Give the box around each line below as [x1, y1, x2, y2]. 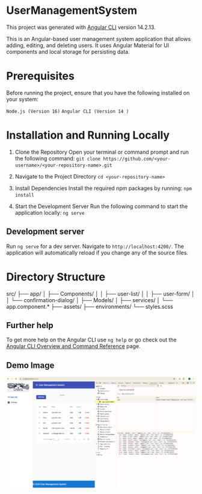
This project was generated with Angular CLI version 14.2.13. [6, 24, 156, 31]
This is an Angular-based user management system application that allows [6, 35, 191, 42]
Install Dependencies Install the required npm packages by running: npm [14, 185, 192, 192]
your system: [6, 95, 39, 103]
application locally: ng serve [14, 209, 85, 216]
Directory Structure [6, 270, 106, 283]
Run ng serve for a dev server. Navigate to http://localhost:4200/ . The [6, 242, 185, 250]
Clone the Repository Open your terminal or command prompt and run [14, 148, 189, 156]
